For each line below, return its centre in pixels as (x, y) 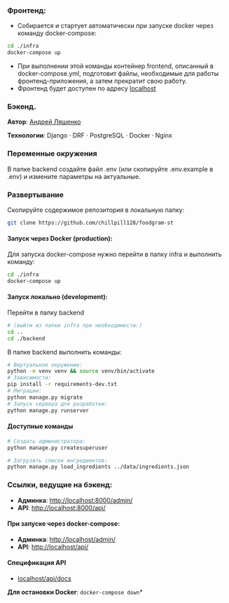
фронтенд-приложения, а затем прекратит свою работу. (102, 81)
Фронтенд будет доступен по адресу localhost (86, 88)
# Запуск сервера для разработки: (58, 404)
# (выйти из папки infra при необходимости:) (75, 325)
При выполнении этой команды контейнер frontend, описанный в (115, 66)
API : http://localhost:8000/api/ (62, 508)
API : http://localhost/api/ (53, 547)
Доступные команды (40, 426)
